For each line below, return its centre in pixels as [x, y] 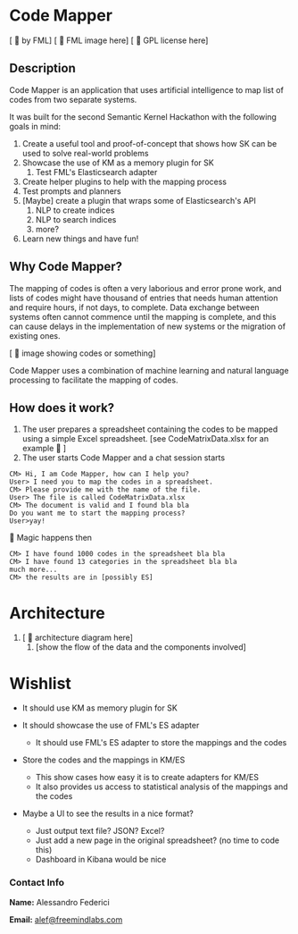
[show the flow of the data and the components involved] [141, 647]
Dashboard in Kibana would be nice [101, 860]
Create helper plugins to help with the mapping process [124, 181]
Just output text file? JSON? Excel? [100, 831]
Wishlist [40, 683]
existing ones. [35, 335]
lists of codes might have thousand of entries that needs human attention [144, 298]
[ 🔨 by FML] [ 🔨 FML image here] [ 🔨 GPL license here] [109, 40]
